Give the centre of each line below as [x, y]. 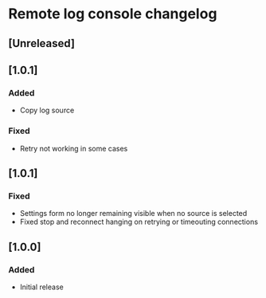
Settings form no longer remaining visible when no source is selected [133, 214]
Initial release [41, 287]
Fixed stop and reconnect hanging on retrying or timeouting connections [139, 222]
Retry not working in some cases [74, 148]
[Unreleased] [42, 43]
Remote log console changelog [113, 14]
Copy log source [47, 110]
